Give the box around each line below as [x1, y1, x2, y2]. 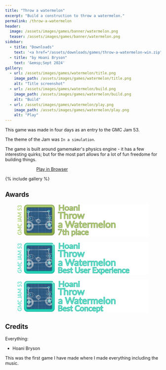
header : [5, 24, 21, 29]
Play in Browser [36, 166, 68, 172]
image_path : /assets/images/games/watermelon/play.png [14, 107, 129, 113]
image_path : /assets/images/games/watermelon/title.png [14, 76, 132, 81]
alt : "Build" [14, 97, 41, 102]
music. [5, 360, 19, 366]
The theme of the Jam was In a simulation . [5, 136, 95, 142]
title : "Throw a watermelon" [5, 8, 65, 13]
